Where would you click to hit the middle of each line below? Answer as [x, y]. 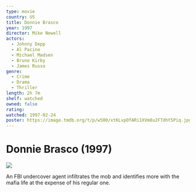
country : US [20, 17]
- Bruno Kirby [28, 60]
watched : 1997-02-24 [31, 115]
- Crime [21, 77]
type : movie [20, 11]
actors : [15, 39]
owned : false [22, 104]
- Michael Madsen [32, 55]
